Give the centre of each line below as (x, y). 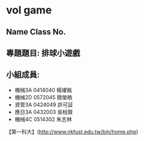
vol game (29, 10)
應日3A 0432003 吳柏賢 (44, 112)
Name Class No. (36, 32)
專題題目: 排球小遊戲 (43, 53)
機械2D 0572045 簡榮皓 (43, 97)
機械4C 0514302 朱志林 (43, 119)
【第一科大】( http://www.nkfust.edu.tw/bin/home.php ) (72, 132)
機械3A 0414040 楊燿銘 (43, 90)
